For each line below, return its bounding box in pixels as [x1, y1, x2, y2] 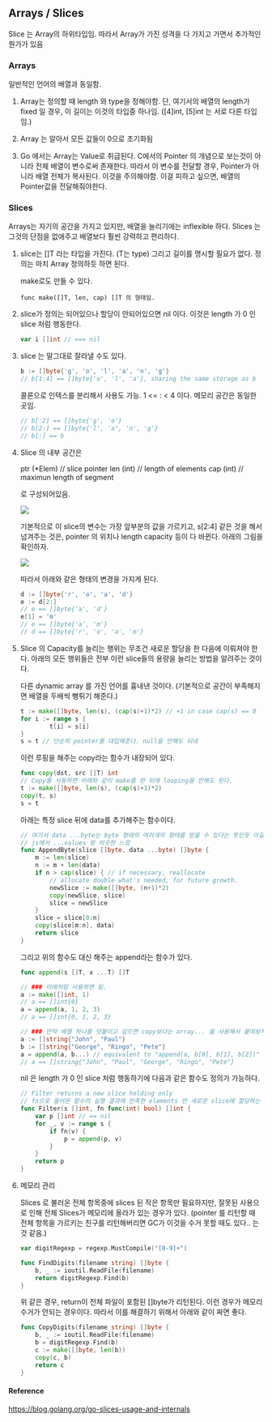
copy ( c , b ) [35, 1353, 72, 1361]
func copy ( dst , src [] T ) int [19, 769, 119, 777]
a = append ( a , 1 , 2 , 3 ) [19, 1006, 101, 1014]
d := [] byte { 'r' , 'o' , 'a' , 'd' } [19, 590, 134, 598]
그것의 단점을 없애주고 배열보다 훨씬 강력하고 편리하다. [8, 232, 180, 241]
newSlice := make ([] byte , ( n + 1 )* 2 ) [49, 883, 170, 892]
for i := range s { [19, 714, 87, 723]
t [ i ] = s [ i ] [49, 722, 90, 730]
